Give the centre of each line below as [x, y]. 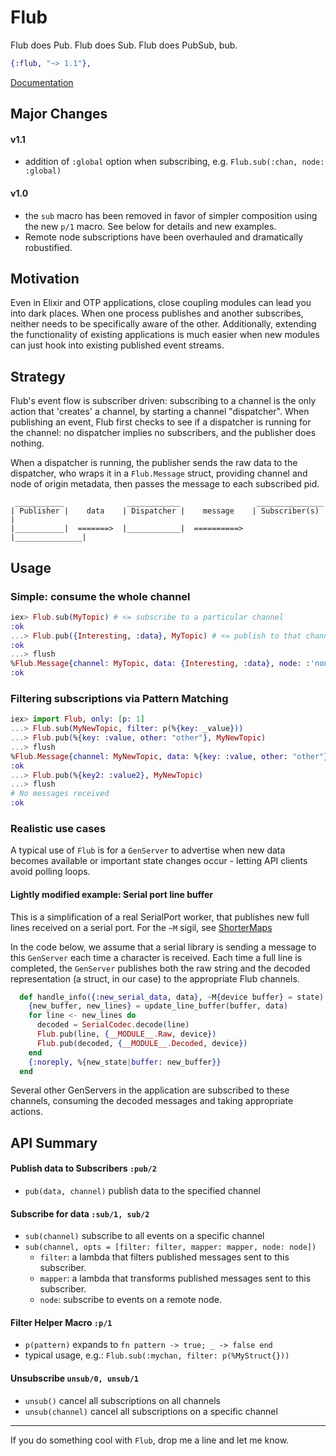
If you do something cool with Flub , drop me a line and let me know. [150, 1440]
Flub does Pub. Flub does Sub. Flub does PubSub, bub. [124, 45]
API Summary [54, 1142]
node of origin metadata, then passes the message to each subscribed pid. [165, 484]
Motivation [45, 279]
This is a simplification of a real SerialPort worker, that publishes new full [160, 917]
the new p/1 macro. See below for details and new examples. [150, 226]
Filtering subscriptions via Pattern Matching [119, 698]
